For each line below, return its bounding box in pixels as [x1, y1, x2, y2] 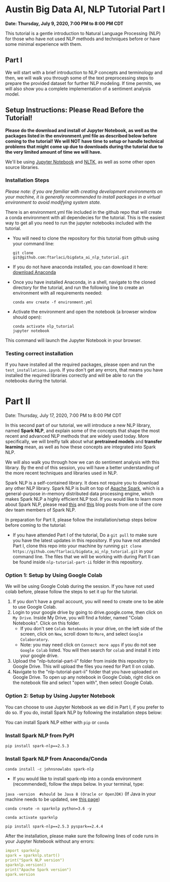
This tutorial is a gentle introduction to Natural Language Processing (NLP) [5, 30, 161, 36]
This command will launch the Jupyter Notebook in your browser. [5, 337, 142, 343]
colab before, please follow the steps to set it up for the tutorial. [5, 589, 138, 595]
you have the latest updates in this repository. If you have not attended [12, 537, 160, 544]
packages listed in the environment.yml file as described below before [5, 132, 157, 138]
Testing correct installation [5, 350, 74, 357]
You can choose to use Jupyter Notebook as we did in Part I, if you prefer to [5, 704, 164, 710]
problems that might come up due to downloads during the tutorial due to [5, 144, 163, 150]
